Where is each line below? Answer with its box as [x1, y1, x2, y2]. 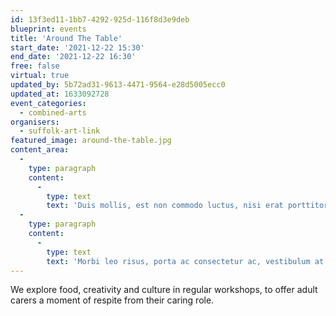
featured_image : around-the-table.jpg [10, 136, 172, 146]
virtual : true [10, 71, 70, 81]
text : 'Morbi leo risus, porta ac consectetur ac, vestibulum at [46, 256, 325, 266]
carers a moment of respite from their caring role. [10, 294, 215, 306]
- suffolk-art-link [19, 126, 101, 136]
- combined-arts [19, 107, 87, 118]
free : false [10, 61, 60, 71]
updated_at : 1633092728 [10, 89, 110, 99]
